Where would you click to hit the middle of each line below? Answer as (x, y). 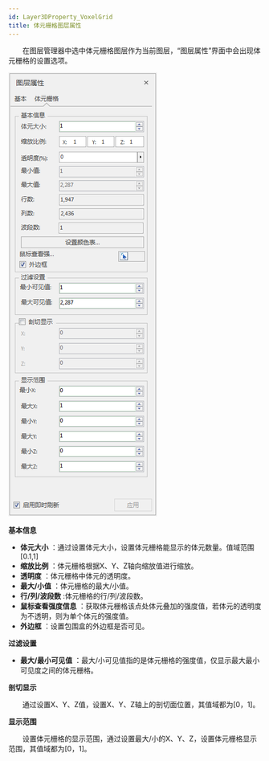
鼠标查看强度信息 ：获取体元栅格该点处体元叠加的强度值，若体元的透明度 (141, 606)
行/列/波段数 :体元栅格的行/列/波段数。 (84, 595)
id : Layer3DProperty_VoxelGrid (61, 17)
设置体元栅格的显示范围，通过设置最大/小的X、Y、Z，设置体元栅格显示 (139, 738)
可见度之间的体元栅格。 (59, 670)
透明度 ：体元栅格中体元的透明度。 (77, 575)
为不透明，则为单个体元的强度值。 (76, 616)
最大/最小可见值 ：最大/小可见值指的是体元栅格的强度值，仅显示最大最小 (140, 660)
